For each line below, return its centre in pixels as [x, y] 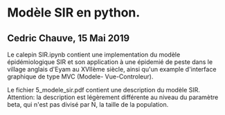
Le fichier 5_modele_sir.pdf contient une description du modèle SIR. [104, 90]
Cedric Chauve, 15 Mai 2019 [69, 38]
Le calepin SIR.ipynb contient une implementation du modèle [94, 54]
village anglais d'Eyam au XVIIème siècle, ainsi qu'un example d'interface [112, 69]
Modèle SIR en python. [74, 13]
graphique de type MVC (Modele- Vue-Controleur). [80, 76]
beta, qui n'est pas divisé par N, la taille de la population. [88, 104]
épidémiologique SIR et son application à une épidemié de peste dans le [110, 62]
